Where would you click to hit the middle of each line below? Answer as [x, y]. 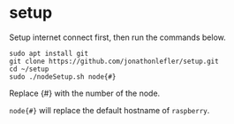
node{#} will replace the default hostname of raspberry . [109, 110]
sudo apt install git [49, 53]
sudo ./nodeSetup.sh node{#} [63, 77]
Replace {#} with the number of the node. [85, 93]
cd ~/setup [29, 69]
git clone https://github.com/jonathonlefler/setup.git [114, 61]
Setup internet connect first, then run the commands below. [118, 37]
